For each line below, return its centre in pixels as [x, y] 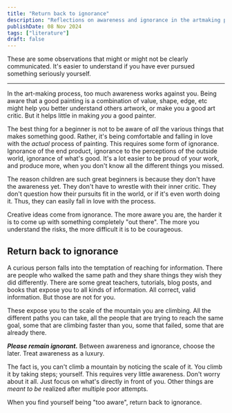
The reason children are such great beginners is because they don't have [112, 179]
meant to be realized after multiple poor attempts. [78, 389]
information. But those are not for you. [61, 297]
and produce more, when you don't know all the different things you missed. [116, 166]
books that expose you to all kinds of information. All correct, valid [101, 290]
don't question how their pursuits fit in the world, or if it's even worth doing [114, 194]
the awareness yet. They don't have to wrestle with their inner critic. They [112, 187]
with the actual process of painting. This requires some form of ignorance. [113, 144]
